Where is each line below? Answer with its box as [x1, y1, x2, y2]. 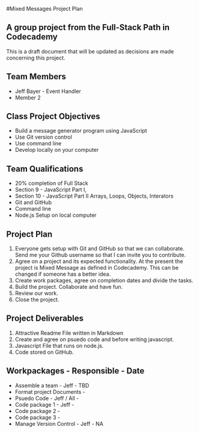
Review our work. [14, 289, 58, 297]
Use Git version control [14, 133, 72, 141]
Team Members [6, 71, 66, 82]
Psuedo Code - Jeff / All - [14, 395, 79, 402]
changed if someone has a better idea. [14, 270, 111, 278]
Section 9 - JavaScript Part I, [14, 186, 87, 193]
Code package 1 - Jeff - [14, 401, 75, 408]
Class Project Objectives [6, 111, 100, 122]
